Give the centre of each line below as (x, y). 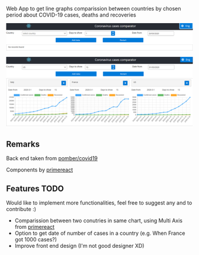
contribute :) (21, 209)
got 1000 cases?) (36, 239)
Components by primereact (40, 170)
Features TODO (35, 188)
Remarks (23, 144)
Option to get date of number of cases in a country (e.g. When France (100, 233)
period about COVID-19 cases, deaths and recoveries (71, 15)
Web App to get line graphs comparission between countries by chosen (94, 9)
